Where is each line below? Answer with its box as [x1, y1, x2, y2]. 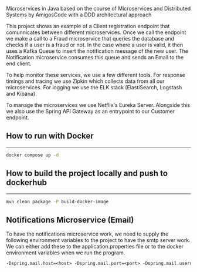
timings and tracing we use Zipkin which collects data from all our [6, 78, 165, 85]
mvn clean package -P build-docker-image [6, 199, 109, 204]
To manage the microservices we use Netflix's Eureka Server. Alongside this [6, 102, 191, 108]
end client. [6, 60, 32, 67]
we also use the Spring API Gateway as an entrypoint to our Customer [6, 108, 175, 115]
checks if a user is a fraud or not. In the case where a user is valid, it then [6, 41, 184, 48]
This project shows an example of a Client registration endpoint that [6, 23, 170, 29]
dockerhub [6, 177, 47, 187]
